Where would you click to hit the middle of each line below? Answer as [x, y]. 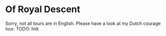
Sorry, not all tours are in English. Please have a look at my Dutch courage [83, 23]
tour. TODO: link [22, 28]
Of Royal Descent [43, 9]
